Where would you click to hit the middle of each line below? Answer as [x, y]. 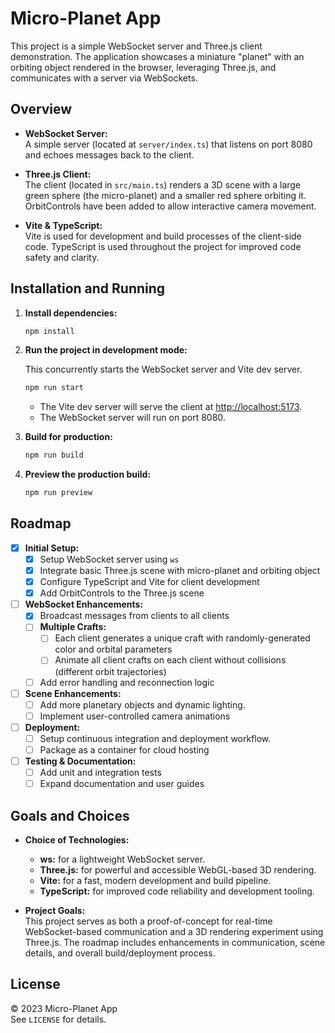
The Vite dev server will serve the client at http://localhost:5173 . [171, 407]
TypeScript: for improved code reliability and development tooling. [177, 891]
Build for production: [68, 437]
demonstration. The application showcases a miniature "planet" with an [157, 56]
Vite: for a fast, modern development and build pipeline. [155, 880]
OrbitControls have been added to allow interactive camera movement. [170, 206]
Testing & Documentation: [80, 761]
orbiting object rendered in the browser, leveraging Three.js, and [143, 67]
